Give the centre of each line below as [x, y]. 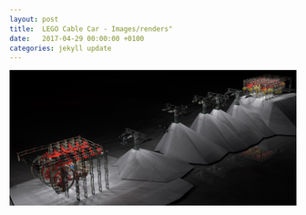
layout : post [34, 19]
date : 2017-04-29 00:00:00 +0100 [77, 38]
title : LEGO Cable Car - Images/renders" [91, 29]
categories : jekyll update [61, 48]
